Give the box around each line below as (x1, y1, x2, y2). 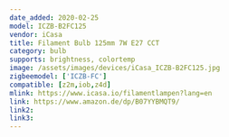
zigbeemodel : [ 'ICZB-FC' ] (9, 72, 107, 81)
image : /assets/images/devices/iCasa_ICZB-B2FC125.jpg (9, 64, 221, 73)
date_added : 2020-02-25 (9, 13, 100, 23)
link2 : (9, 105, 34, 114)
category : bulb (9, 47, 67, 56)
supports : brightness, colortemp (9, 55, 136, 64)
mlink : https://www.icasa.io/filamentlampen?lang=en (9, 88, 213, 97)
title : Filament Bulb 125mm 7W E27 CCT (9, 38, 160, 48)
